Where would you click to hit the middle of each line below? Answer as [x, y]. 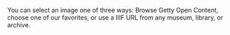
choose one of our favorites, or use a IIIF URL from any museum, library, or [115, 17]
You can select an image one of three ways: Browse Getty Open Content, [113, 10]
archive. [19, 25]
